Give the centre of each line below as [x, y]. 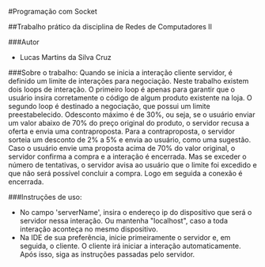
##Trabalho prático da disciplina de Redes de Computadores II [110, 26]
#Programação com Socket [53, 11]
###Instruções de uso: [45, 197]
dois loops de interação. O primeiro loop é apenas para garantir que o [122, 89]
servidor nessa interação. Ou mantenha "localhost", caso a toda [123, 221]
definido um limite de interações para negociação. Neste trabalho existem [129, 81]
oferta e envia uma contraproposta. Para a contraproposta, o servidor [121, 131]
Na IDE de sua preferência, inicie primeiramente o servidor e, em [125, 237]
